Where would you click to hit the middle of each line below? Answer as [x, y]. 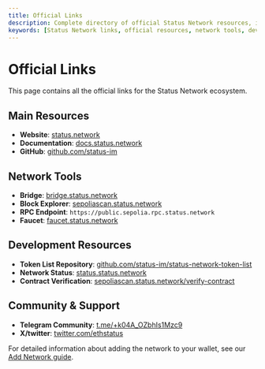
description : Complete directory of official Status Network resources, [130, 23]
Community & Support [64, 306]
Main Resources [49, 116]
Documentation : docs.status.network [81, 143]
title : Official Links [45, 15]
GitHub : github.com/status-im [68, 151]
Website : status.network [60, 135]
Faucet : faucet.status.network [69, 220]
